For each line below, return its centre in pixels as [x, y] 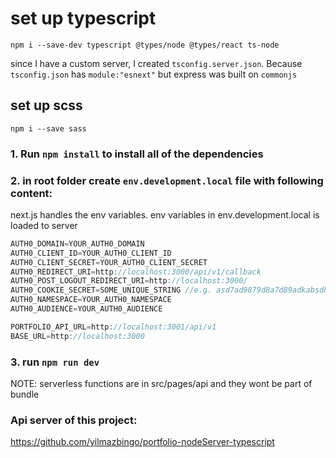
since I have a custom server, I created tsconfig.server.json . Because [156, 63]
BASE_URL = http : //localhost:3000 [77, 336]
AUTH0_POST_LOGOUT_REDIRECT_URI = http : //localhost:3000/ [129, 281]
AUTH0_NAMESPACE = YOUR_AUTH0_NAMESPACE [91, 300]
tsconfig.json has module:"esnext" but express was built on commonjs [154, 74]
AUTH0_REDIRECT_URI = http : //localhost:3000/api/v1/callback [136, 272]
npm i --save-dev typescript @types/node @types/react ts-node [145, 45]
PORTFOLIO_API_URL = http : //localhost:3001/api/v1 [113, 327]
